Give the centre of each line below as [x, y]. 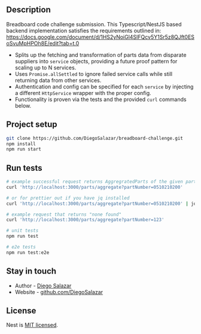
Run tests [24, 168]
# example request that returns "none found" [64, 215]
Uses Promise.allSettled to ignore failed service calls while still [93, 73]
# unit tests [22, 231]
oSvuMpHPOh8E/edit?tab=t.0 [43, 43]
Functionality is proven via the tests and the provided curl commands [100, 99]
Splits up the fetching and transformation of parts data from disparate [100, 55]
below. [23, 105]
